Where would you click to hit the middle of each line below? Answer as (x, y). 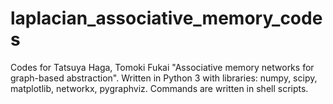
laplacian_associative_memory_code (166, 18)
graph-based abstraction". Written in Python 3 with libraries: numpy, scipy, (164, 78)
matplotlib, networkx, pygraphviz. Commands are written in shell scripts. (159, 88)
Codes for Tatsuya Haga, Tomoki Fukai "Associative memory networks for (162, 67)
